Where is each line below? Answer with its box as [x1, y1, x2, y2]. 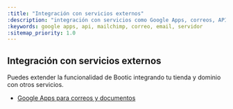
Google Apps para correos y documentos [17, 94, 136, 102]
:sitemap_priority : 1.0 [7, 29, 76, 37]
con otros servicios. [7, 81, 64, 89]
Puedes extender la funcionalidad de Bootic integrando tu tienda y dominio [7, 73, 221, 81]
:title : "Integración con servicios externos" [7, 10, 144, 17]
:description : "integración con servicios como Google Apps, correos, [7, 17, 216, 23]
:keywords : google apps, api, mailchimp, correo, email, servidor [7, 23, 203, 30]
